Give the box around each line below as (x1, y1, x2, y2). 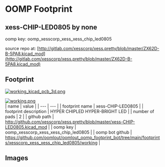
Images (5, 154, 28, 163)
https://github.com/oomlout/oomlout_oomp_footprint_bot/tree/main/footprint (5, 134, 160, 140)
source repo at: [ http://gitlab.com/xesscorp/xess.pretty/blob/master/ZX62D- (5, 46, 160, 51)
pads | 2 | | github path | (5, 113, 54, 119)
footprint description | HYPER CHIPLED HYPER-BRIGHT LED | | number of (5, 108, 155, 114)
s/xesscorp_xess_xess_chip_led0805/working (5, 139, 98, 145)
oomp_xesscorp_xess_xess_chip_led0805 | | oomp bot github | (5, 129, 132, 135)
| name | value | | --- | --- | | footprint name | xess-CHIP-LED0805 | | (5, 103, 144, 109)
